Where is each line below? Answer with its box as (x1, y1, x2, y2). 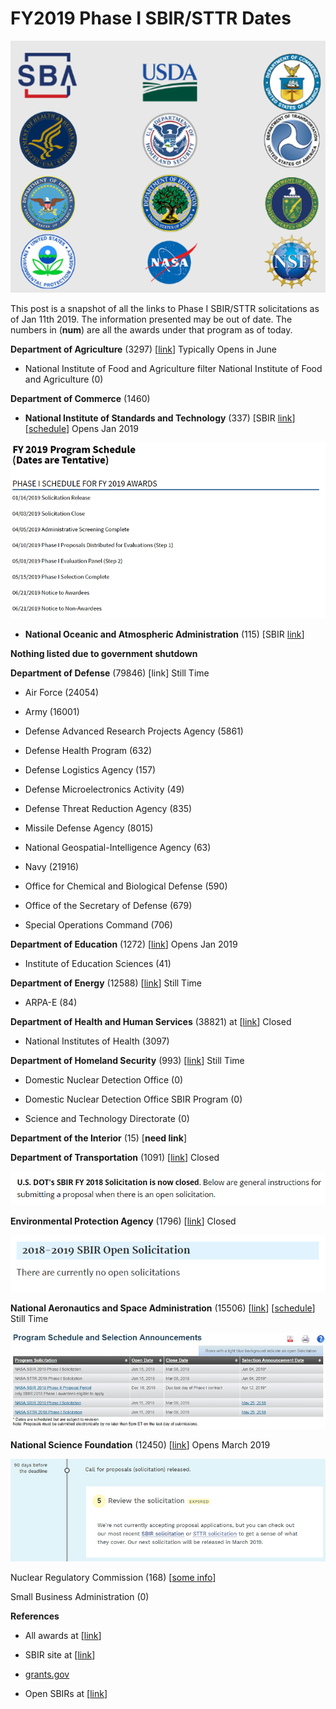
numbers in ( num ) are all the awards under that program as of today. (10, 324, 293, 336)
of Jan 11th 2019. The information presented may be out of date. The (10, 313, 293, 326)
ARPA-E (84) (24, 996, 78, 1008)
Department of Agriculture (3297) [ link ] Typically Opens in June (10, 343, 277, 356)
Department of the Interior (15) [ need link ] (10, 1132, 188, 1144)
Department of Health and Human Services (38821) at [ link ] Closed (10, 1015, 292, 1027)
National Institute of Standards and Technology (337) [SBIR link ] (24, 412, 296, 424)
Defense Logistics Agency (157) (24, 763, 157, 776)
